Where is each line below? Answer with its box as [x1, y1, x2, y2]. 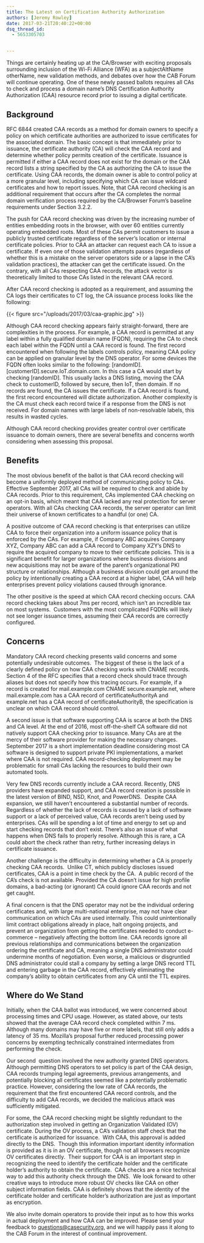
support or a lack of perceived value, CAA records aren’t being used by [6, 812, 185, 820]
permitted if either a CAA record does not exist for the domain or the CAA [6, 158, 191, 165]
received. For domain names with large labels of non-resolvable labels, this [6, 406, 195, 414]
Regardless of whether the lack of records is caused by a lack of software [6, 806, 192, 813]
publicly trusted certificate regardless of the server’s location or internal [6, 235, 187, 242]
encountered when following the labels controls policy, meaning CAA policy [6, 348, 196, 355]
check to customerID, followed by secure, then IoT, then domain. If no [6, 380, 181, 388]
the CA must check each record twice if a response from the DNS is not [6, 399, 186, 407]
